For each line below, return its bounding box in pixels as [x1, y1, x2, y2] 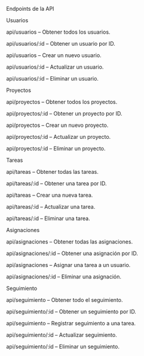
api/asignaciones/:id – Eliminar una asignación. [6, 273, 121, 280]
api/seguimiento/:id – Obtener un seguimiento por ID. [6, 308, 136, 315]
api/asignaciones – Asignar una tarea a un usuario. [6, 262, 131, 268]
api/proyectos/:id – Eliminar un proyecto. [6, 145, 106, 152]
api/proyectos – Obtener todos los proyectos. [6, 99, 118, 105]
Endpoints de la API [6, 5, 54, 12]
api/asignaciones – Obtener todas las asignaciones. [6, 238, 133, 245]
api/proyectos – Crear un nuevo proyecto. [6, 121, 109, 129]
